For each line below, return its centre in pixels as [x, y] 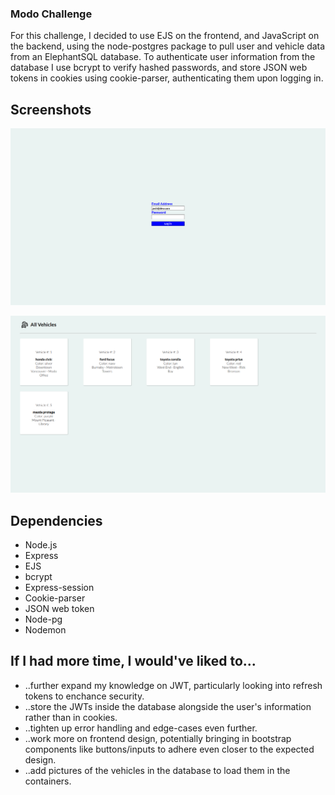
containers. [48, 781]
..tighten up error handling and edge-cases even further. [141, 728]
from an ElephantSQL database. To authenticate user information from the [163, 57]
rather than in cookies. [71, 717]
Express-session [59, 587]
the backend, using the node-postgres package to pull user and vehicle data [168, 46]
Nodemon [45, 629]
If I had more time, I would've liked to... [133, 661]
